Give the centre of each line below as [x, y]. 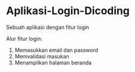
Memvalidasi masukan [42, 56]
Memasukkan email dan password [57, 50]
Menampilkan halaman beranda [53, 63]
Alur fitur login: [24, 38]
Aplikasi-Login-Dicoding [68, 11]
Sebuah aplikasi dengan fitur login [48, 27]
